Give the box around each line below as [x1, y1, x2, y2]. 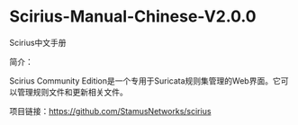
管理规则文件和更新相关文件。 [16, 86, 128, 97]
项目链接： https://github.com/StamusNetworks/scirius [9, 105, 212, 116]
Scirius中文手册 [9, 37, 67, 48]
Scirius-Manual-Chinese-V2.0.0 [9, 6, 257, 27]
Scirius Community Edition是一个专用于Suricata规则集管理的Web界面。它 [9, 75, 281, 86]
